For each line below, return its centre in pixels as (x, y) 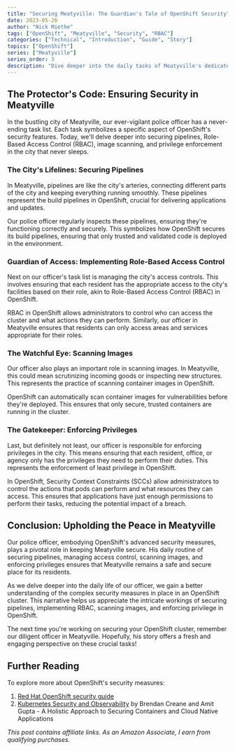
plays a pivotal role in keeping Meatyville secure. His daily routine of (105, 550)
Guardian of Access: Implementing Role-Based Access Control (116, 261)
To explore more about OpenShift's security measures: (86, 683)
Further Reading (43, 666)
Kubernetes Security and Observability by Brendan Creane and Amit (116, 704)
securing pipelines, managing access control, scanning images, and (105, 557)
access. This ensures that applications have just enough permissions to (110, 496)
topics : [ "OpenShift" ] (40, 46)
